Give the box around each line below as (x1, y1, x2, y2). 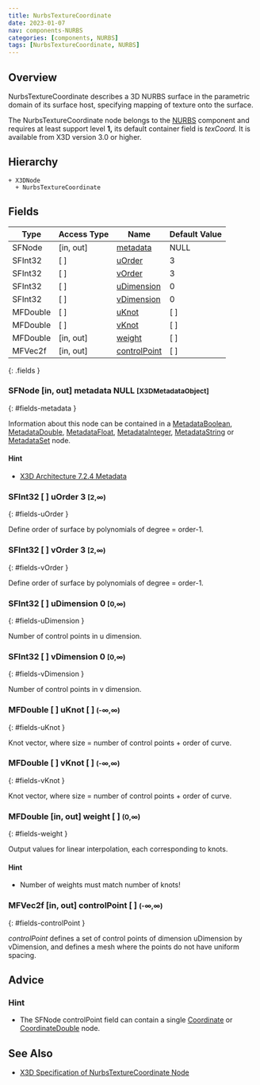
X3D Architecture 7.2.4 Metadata (19, 472, 127, 481)
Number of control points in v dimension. (8, 685, 142, 694)
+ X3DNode (8, 176, 41, 184)
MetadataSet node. (8, 435, 71, 445)
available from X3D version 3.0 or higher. (8, 132, 142, 141)
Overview (8, 71, 58, 84)
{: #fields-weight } (8, 829, 68, 839)
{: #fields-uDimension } (8, 616, 85, 625)
